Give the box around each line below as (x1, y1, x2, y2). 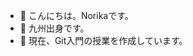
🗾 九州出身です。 (19, 22, 90, 34)
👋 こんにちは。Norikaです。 (19, 10, 134, 21)
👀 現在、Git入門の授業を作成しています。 (19, 35, 188, 46)
